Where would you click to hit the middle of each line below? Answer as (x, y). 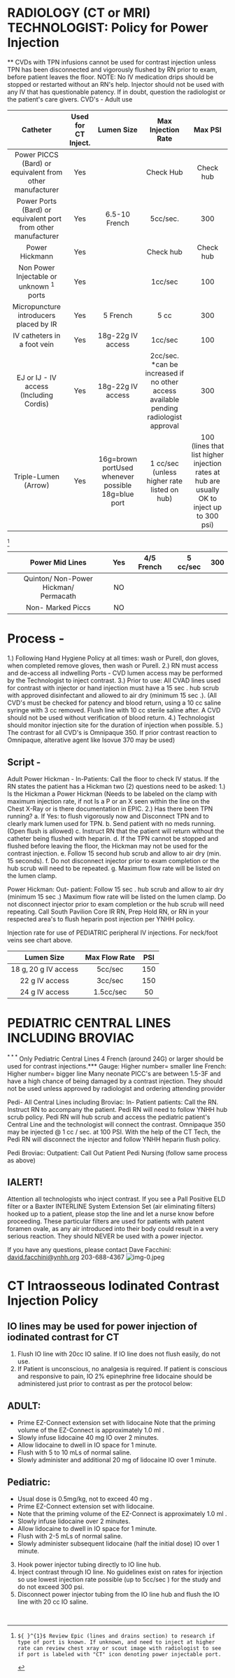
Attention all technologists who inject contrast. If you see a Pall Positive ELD (116, 1199)
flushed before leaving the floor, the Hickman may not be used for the (108, 846)
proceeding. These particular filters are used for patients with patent (106, 1221)
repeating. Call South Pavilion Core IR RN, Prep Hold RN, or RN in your (108, 912)
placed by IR (37, 324)
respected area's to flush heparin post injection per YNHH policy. (101, 919)
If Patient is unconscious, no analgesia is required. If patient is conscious (122, 1369)
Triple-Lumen (37, 476)
